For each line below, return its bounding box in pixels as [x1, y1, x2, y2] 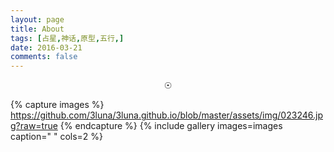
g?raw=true [10, 120, 58, 132]
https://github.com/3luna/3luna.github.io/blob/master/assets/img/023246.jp [10, 109, 323, 121]
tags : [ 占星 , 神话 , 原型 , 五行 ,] [10, 33, 125, 43]
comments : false [10, 52, 78, 62]
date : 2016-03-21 [10, 42, 83, 53]
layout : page [10, 14, 65, 25]
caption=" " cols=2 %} [10, 131, 104, 143]
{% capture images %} [10, 99, 105, 111]
